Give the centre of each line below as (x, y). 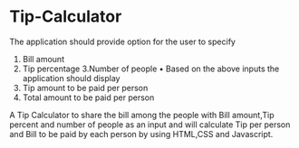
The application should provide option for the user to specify (122, 42)
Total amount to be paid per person (88, 97)
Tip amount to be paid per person (85, 88)
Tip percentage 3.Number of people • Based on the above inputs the (151, 69)
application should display (71, 78)
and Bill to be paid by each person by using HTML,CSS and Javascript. (141, 134)
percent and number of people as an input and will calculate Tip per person (150, 125)
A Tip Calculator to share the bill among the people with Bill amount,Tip (142, 115)
